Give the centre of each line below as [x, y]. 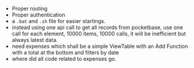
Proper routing [29, 9]
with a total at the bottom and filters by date [65, 52]
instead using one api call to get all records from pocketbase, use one [97, 27]
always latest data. [35, 40]
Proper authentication [38, 15]
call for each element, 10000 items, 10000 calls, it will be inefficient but [99, 34]
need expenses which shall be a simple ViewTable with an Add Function [100, 46]
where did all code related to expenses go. [64, 59]
